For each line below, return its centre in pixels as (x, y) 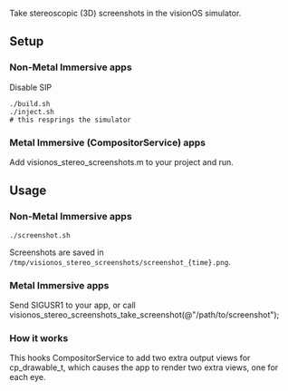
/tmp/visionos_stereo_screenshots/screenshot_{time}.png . (120, 261)
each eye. (28, 377)
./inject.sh (32, 112)
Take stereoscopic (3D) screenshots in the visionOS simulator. (125, 13)
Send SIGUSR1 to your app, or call (72, 305)
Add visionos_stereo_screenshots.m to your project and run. (121, 161)
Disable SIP (31, 87)
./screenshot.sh (40, 235)
